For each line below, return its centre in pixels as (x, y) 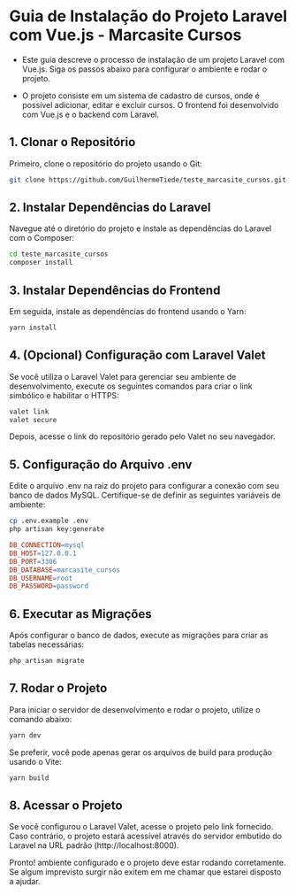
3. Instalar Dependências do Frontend (115, 290)
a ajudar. (25, 882)
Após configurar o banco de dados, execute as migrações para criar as (139, 636)
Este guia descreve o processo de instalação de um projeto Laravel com (153, 59)
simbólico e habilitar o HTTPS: (64, 395)
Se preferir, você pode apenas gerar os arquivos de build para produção (140, 752)
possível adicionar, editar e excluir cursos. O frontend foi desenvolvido (150, 104)
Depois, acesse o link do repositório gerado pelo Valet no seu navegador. (142, 436)
